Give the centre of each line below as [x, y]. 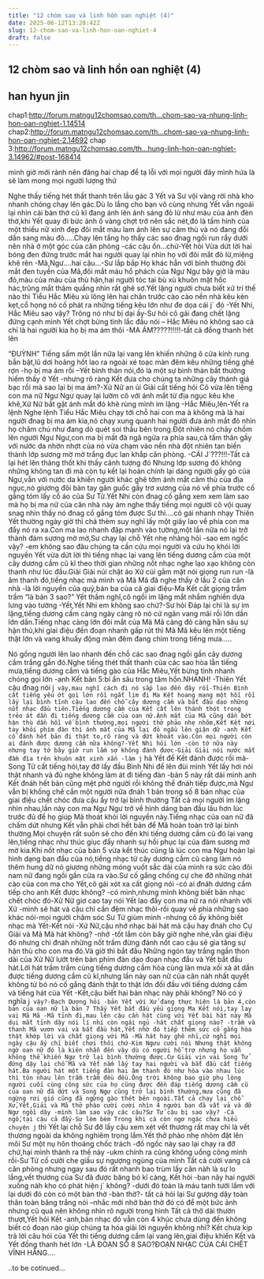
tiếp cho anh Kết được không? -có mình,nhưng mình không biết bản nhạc [127, 892]
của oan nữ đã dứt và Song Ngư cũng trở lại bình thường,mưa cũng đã [125, 1092]
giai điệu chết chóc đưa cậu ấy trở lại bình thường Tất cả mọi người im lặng [129, 800]
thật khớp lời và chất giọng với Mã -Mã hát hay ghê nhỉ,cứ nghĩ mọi [125, 1037]
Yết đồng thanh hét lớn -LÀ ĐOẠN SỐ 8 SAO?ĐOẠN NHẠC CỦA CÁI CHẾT [128, 1244]
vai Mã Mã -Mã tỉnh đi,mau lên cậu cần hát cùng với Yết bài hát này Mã [130, 1016]
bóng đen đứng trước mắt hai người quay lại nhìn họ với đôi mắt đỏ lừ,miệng [131, 255]
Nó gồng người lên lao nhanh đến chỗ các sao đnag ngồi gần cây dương [125, 654]
